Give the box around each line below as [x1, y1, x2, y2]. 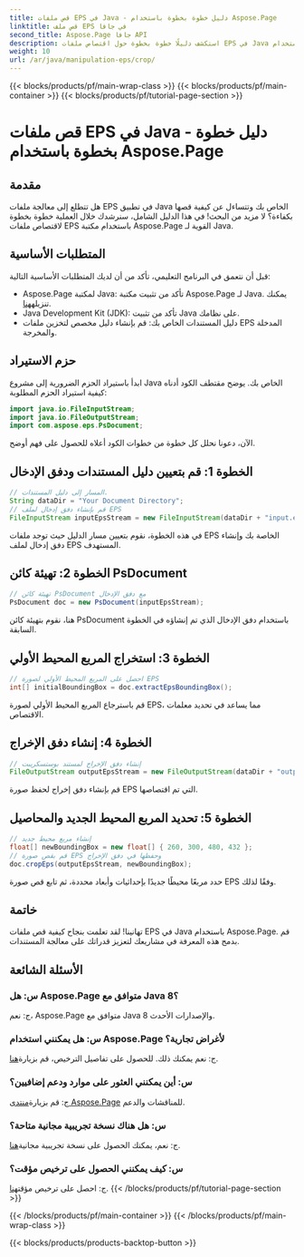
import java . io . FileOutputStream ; [9, 413, 140, 422]
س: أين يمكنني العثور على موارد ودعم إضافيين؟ [9, 1076, 193, 1088]
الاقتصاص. [9, 708, 44, 719]
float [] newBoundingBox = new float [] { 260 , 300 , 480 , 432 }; [9, 843, 253, 852]
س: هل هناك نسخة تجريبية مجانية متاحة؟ [9, 1119, 166, 1132]
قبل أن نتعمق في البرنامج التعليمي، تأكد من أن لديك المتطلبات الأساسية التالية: [9, 270, 271, 281]
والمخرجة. [22, 326, 57, 337]
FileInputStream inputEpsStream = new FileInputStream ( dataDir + [9, 513, 261, 522]
